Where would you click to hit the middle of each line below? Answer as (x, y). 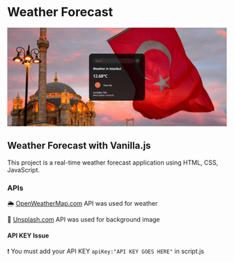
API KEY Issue (28, 235)
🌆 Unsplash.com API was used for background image (84, 219)
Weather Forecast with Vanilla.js (79, 146)
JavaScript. (24, 170)
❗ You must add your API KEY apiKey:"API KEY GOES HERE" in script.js (106, 252)
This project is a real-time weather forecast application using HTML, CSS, (113, 162)
